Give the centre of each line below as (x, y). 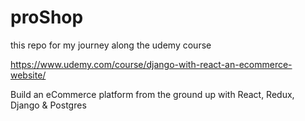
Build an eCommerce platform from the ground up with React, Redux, (152, 94)
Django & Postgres (48, 105)
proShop (47, 17)
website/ (28, 75)
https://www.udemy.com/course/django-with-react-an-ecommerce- (151, 64)
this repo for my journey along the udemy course (111, 45)
